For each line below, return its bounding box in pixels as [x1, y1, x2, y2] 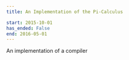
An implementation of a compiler [6, 47, 88, 55]
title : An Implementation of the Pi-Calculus [6, 8, 123, 15]
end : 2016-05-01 [6, 31, 47, 37]
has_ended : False [6, 25, 50, 31]
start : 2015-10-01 [6, 19, 53, 26]
